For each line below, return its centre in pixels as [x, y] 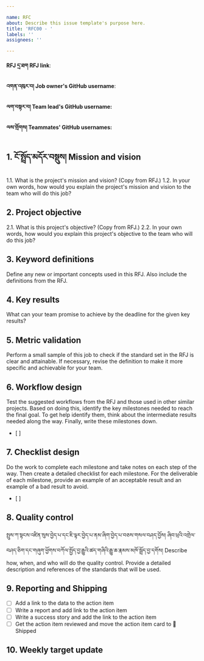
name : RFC [19, 17]
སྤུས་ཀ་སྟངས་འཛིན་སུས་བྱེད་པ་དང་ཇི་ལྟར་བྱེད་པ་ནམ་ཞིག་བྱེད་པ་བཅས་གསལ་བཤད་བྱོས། [86, 535]
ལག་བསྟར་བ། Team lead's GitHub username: [59, 107]
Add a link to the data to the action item [65, 603]
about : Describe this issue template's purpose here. [76, 23]
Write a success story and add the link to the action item [86, 617]
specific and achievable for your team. [55, 368]
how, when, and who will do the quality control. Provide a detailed [89, 563]
